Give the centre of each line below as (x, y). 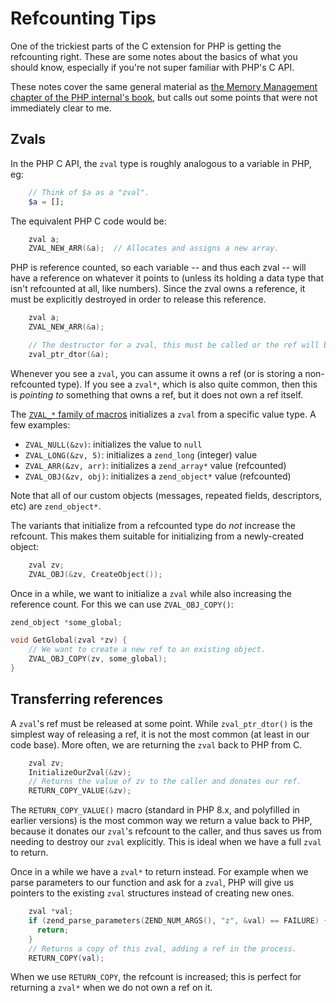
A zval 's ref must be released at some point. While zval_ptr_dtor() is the (161, 723)
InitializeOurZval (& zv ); (80, 772)
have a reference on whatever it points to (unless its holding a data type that (167, 278)
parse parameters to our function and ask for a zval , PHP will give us (152, 883)
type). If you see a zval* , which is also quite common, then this (188, 384)
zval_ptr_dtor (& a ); (69, 354)
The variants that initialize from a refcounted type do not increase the (153, 525)
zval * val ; (51, 912)
